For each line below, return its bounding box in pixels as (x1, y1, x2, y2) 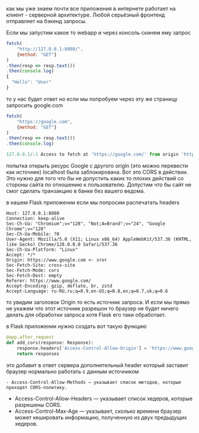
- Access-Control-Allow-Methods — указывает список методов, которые (6, 379, 182, 385)
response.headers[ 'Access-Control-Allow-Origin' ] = (17, 345, 147, 351)
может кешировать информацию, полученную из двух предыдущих (14, 413, 188, 421)
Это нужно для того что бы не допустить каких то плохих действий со (6, 175, 184, 182)
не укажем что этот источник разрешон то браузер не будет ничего (6, 305, 179, 312)
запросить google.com (6, 101, 63, 109)
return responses (17, 351, 60, 356)
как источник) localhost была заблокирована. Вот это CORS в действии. (6, 168, 188, 176)
